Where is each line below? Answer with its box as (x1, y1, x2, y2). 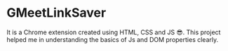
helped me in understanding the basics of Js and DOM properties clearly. (6, 35, 219, 43)
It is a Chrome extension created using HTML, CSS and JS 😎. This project (6, 28, 221, 36)
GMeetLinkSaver (6, 5, 107, 21)
